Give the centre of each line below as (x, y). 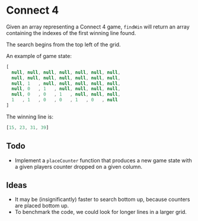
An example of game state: (39, 56)
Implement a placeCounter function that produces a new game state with (103, 160)
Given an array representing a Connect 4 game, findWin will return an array (98, 27)
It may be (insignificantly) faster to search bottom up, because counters (102, 200)
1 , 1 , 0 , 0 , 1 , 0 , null (65, 100)
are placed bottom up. (42, 206)
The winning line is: (30, 117)
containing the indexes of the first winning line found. (71, 33)
